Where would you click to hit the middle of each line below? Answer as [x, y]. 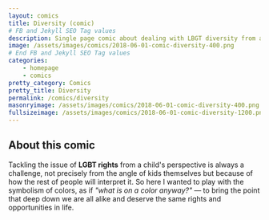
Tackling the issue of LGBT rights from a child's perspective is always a [126, 165]
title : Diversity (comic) [51, 23]
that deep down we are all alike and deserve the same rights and [115, 198]
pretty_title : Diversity [50, 90]
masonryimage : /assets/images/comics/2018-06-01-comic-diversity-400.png [134, 105]
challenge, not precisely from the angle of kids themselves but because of [131, 173]
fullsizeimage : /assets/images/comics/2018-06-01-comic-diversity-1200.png [137, 113]
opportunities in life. [41, 207]
